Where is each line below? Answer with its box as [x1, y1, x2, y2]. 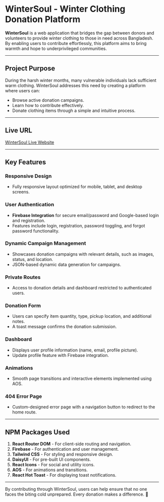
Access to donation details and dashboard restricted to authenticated [12, 285, 152, 291]
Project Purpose [5, 65, 55, 73]
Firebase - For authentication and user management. [12, 446, 119, 452]
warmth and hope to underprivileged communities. [5, 45, 107, 51]
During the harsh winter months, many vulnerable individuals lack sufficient [5, 77, 157, 83]
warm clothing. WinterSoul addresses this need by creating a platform [5, 82, 146, 88]
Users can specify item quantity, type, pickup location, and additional [12, 313, 152, 319]
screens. [12, 189, 30, 195]
